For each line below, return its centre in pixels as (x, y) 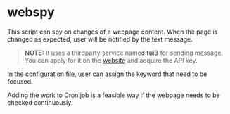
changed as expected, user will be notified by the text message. (100, 39)
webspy (31, 12)
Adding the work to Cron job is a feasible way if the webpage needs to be (114, 95)
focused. (20, 81)
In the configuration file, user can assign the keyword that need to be (107, 74)
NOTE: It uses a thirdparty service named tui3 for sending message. (124, 53)
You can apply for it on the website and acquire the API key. (111, 60)
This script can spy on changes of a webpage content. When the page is (113, 32)
